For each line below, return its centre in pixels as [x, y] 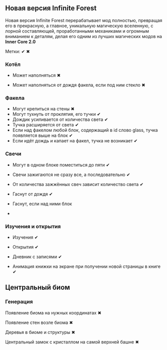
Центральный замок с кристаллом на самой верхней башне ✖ [72, 342]
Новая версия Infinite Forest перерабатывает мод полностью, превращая [84, 20]
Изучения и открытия [33, 226]
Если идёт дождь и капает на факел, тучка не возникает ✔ [75, 141]
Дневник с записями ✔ [37, 257]
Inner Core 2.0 [20, 42]
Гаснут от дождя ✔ [32, 194]
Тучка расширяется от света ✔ [45, 125]
